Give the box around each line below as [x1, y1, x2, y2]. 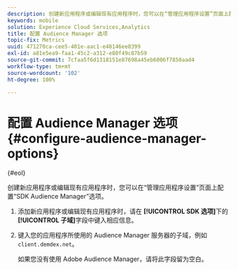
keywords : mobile [7, 17, 59, 24]
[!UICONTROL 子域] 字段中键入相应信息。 [17, 216, 138, 225]
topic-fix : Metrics [7, 37, 65, 44]
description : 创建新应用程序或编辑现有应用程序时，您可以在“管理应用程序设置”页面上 [7, 10, 229, 18]
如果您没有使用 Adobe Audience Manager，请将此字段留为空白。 [17, 255, 208, 264]
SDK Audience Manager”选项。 [16, 192, 108, 201]
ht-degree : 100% [7, 76, 55, 83]
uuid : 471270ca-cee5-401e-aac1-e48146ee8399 [7, 43, 141, 50]
